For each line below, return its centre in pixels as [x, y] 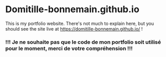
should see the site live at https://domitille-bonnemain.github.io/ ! [74, 28]
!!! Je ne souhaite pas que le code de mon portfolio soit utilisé [83, 42]
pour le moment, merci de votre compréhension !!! [69, 48]
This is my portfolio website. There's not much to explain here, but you [80, 23]
